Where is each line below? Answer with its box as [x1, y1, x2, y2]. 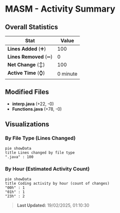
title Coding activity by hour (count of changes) [5, 181, 110, 186]
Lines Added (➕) [7, 45, 46, 52]
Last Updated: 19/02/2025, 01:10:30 [17, 202, 90, 208]
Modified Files [5, 88, 50, 96]
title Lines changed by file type [5, 150, 75, 155]
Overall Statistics [5, 23, 58, 31]
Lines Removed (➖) [7, 54, 52, 60]
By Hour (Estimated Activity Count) [5, 166, 90, 173]
